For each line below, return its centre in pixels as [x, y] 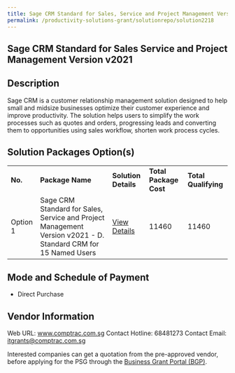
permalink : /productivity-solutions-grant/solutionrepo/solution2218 [111, 20]
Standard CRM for [70, 244]
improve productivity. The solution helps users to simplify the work [103, 115]
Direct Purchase [41, 294]
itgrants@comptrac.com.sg [47, 341]
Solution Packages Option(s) [71, 152]
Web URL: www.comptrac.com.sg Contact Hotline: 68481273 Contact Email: [117, 333]
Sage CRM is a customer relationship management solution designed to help [117, 100]
